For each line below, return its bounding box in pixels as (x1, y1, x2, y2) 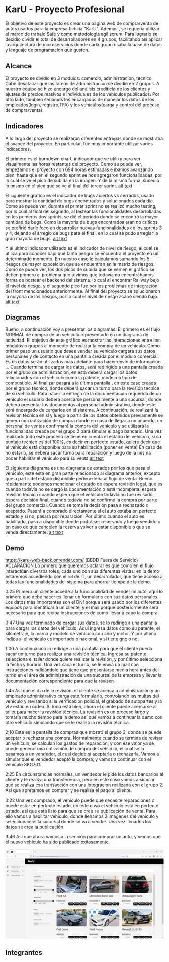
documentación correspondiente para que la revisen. (5, 677, 115, 684)
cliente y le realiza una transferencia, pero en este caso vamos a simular (5, 777, 155, 783)
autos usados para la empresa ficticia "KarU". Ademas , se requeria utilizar (5, 25, 160, 31)
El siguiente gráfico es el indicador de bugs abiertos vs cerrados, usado (5, 192, 154, 198)
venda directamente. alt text (5, 529, 64, 535)
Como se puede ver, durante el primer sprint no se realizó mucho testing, (5, 203, 157, 209)
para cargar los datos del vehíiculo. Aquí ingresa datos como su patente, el (5, 625, 160, 631)
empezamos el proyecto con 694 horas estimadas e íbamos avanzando (5, 166, 153, 173)
